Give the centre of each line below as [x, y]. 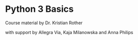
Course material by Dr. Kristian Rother [44, 23]
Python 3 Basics [39, 9]
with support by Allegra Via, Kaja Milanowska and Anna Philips [69, 32]
